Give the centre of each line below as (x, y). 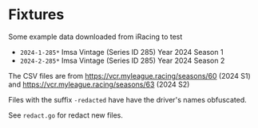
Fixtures (36, 15)
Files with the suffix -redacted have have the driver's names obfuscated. (128, 99)
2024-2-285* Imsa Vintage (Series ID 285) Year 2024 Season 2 (122, 60)
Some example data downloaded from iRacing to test (95, 37)
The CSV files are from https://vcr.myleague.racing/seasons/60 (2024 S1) (130, 76)
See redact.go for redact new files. (66, 115)
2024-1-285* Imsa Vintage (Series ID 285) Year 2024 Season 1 (121, 52)
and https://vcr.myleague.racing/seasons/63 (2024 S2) (99, 84)
